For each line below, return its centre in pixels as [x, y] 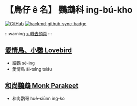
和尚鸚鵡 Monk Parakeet [42, 86]
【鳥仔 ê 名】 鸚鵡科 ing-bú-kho [69, 10]
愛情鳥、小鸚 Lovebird [38, 51]
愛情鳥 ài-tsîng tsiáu [32, 69]
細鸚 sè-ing [23, 63]
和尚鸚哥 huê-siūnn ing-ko [38, 98]
